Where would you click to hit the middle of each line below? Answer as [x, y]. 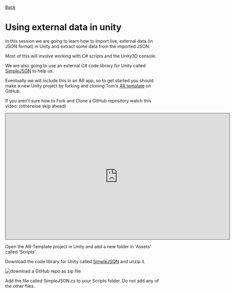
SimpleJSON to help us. [29, 71]
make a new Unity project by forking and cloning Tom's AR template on [78, 86]
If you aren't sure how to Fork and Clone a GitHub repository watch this [78, 100]
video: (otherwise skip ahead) [36, 106]
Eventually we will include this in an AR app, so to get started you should [79, 80]
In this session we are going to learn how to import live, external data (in [79, 41]
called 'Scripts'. [21, 252]
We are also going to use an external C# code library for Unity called [75, 65]
